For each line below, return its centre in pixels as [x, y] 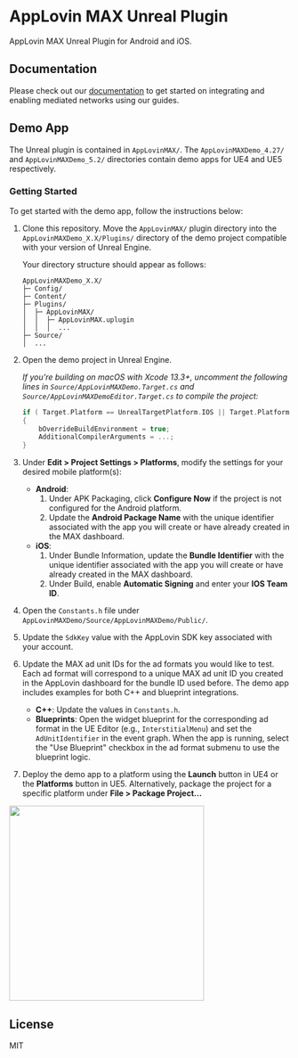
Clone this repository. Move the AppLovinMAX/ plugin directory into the [149, 228]
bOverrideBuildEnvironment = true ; [105, 429]
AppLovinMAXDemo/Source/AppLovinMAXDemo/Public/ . [115, 620]
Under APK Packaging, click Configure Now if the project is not [165, 499]
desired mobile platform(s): [72, 472]
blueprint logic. [63, 757]
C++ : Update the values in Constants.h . [108, 709]
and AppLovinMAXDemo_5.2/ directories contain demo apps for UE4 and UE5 [146, 159]
